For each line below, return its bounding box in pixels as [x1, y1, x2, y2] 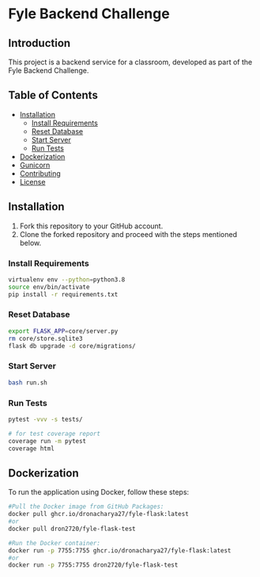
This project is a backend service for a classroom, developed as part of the [8, 57, 253, 67]
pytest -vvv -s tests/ [8, 415, 83, 423]
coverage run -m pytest [8, 437, 87, 445]
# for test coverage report [8, 430, 101, 438]
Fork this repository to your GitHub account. [19, 221, 164, 231]
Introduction [8, 36, 71, 50]
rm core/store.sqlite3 [8, 334, 83, 342]
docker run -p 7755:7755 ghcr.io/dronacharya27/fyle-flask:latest [8, 546, 232, 555]
